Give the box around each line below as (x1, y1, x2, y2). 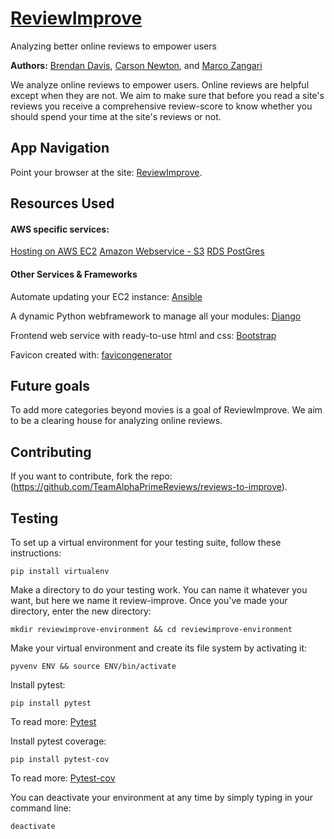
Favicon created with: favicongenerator (10, 348, 173, 361)
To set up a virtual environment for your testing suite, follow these (10, 536, 282, 548)
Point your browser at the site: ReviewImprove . (10, 166, 203, 178)
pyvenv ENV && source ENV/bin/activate (10, 661, 177, 671)
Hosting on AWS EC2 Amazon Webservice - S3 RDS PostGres (10, 245, 265, 257)
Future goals (10, 377, 90, 394)
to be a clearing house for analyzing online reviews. (10, 415, 223, 427)
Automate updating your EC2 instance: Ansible (10, 290, 203, 302)
